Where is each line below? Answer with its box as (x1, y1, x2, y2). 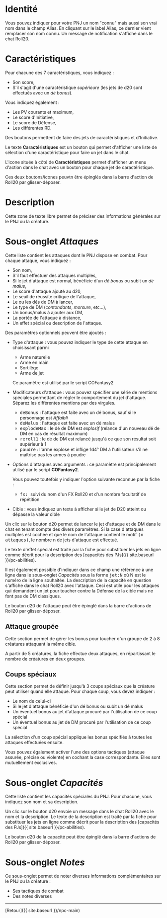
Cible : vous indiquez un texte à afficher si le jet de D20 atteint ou (12, 506, 147, 512)
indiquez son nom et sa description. (5, 799, 79, 805)
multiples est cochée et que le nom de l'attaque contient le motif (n (5, 531, 144, 537)
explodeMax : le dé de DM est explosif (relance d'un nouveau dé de (19, 425, 160, 431)
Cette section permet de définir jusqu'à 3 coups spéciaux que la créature (5, 683, 155, 689)
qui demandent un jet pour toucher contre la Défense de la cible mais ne (5, 587, 153, 593)
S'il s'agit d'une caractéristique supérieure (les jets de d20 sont (12, 84, 143, 90)
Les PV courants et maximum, (12, 109, 74, 115)
